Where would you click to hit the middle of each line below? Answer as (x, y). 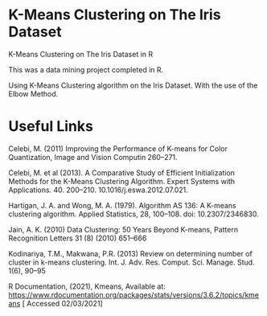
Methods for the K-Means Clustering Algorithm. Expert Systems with (122, 181)
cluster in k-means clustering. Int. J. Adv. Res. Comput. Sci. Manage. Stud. (131, 262)
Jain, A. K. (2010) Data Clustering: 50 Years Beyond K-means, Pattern (123, 229)
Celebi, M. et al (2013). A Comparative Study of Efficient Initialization (122, 172)
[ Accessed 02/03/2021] (62, 303)
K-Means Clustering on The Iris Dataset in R (81, 54)
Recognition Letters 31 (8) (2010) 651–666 (78, 238)
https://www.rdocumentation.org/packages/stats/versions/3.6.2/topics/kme (134, 294)
